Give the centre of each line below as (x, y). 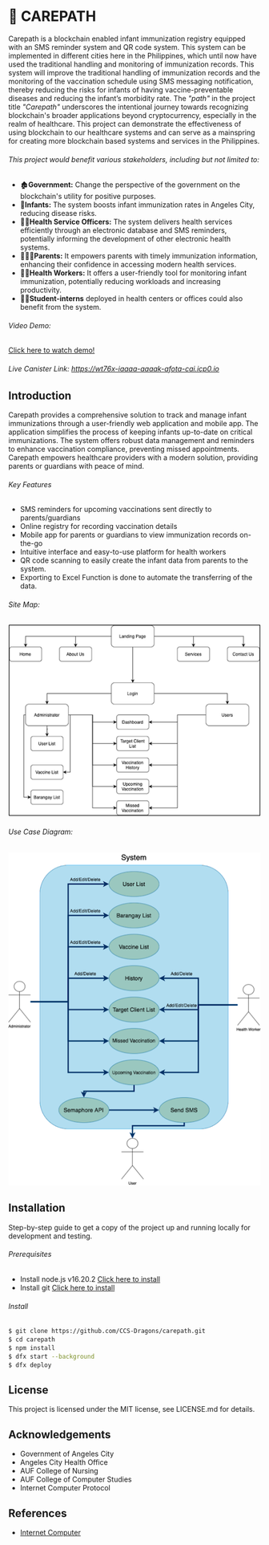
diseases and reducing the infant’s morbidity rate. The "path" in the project (132, 98)
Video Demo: (30, 325)
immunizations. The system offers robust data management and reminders (131, 440)
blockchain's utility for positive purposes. (88, 197)
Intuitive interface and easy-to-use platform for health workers (123, 552)
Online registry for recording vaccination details (98, 527)
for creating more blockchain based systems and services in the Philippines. (134, 140)
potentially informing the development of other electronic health (125, 239)
